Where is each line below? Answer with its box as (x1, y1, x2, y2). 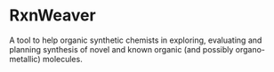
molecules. (42, 53, 83, 64)
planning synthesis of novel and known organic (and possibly (9, 44, 234, 54)
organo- (235, 44, 265, 54)
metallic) (9, 53, 42, 64)
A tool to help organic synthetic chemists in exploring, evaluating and (9, 35, 262, 45)
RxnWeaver (9, 5, 96, 26)
